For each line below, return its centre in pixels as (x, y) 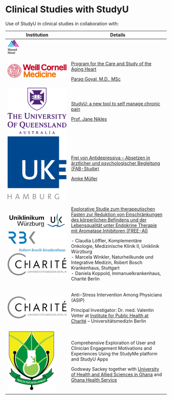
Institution (37, 35)
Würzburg (81, 251)
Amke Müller (84, 179)
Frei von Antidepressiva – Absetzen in (111, 158)
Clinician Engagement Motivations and (111, 348)
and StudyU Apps (90, 359)
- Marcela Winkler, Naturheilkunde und (112, 257)
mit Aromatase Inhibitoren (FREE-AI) (110, 230)
